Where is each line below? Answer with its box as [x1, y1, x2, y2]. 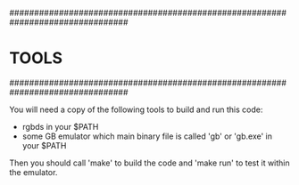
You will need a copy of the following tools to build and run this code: [9, 104, 263, 115]
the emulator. [9, 166, 58, 177]
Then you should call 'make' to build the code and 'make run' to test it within [9, 157, 290, 168]
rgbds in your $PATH [21, 121, 99, 132]
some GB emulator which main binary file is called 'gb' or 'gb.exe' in [21, 131, 272, 141]
